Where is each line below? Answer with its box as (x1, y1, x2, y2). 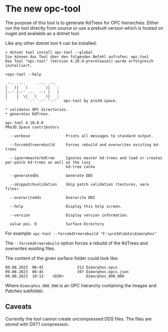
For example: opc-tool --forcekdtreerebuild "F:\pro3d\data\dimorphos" (5, 230, 157, 236)
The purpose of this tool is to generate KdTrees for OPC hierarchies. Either (5, 20, 159, 26)
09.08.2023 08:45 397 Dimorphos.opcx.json (5, 269, 129, 274)
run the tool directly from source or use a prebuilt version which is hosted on (5, 25, 163, 31)
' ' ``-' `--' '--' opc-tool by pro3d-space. (5, 98, 118, 103)
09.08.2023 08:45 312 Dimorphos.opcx (5, 265, 118, 270)
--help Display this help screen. (10, 204, 122, 209)
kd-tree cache (66, 164, 95, 169)
